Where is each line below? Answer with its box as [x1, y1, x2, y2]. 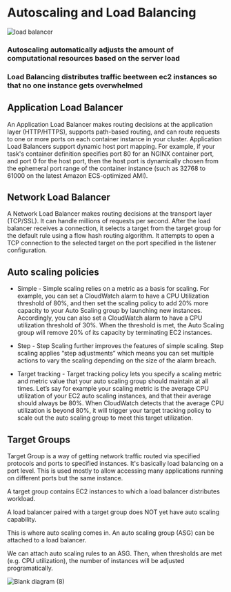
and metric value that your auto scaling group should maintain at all [17, 377, 209, 385]
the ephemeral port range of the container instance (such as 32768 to [7, 164, 205, 172]
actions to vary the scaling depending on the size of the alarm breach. [17, 356, 217, 365]
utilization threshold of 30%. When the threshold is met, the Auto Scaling [17, 321, 225, 329]
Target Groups [7, 433, 70, 445]
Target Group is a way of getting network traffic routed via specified [7, 452, 201, 460]
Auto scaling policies [7, 266, 100, 278]
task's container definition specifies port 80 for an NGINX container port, [7, 150, 214, 158]
